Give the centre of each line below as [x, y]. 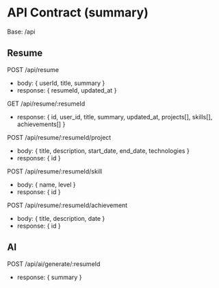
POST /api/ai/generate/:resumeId [54, 264]
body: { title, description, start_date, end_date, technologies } [103, 151]
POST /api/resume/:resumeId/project [59, 137]
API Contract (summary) [78, 13]
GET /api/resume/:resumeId [46, 104]
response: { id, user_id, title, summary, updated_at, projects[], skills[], [115, 117]
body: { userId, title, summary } [61, 83]
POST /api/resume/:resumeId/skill [55, 171]
